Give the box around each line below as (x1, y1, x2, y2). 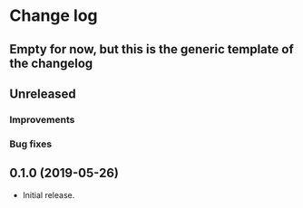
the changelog (9, 55, 93, 71)
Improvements (9, 113, 75, 126)
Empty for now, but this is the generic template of (9, 42, 294, 57)
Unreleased (9, 86, 77, 101)
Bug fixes (9, 137, 53, 150)
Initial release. (22, 189, 75, 200)
